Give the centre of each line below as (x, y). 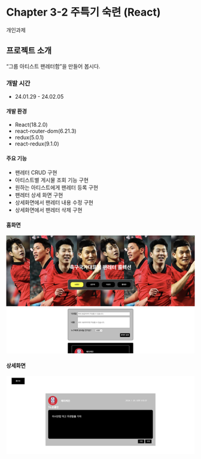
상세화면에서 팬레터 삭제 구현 (48, 210)
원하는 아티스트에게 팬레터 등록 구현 (57, 188)
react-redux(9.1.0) (37, 144)
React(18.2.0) (31, 125)
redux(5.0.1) (29, 138)
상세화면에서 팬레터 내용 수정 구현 (54, 203)
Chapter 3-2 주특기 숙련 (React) (83, 12)
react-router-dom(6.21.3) (45, 131)
